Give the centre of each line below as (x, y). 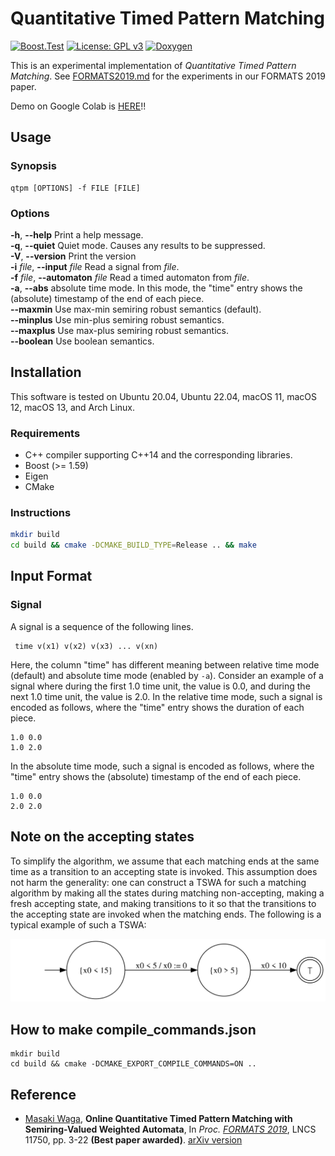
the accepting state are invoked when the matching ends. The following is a (166, 914)
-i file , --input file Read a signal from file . (95, 266)
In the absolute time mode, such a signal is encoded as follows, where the (162, 766)
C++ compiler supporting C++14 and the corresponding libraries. (158, 455)
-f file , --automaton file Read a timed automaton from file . (130, 277)
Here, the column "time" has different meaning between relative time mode (165, 664)
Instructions (41, 512)
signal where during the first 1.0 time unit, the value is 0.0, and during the (160, 686)
